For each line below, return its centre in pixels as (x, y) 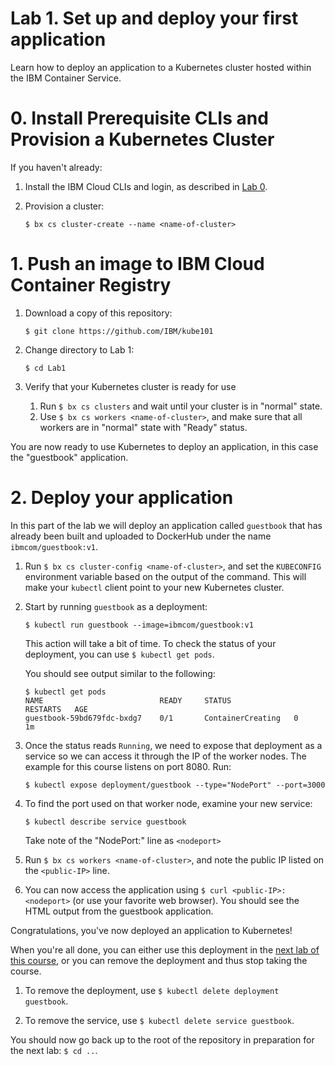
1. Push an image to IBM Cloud (137, 264)
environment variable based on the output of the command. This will (165, 576)
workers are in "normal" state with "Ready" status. (143, 427)
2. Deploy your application (122, 498)
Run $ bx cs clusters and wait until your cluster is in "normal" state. (181, 406)
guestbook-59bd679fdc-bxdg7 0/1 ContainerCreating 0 (161, 718)
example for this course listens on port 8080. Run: (128, 766)
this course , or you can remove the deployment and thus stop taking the (159, 960)
